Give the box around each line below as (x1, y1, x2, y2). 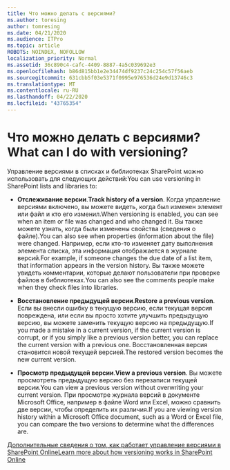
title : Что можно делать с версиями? (7, 10, 116, 17)
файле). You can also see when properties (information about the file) (17, 232, 214, 240)
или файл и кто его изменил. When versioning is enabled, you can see (17, 210, 219, 218)
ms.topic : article (7, 42, 60, 49)
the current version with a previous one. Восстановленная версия (17, 340, 208, 349)
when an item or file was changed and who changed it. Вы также (17, 217, 204, 225)
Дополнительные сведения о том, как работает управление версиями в (7, 440, 221, 449)
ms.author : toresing (7, 17, 67, 23)
